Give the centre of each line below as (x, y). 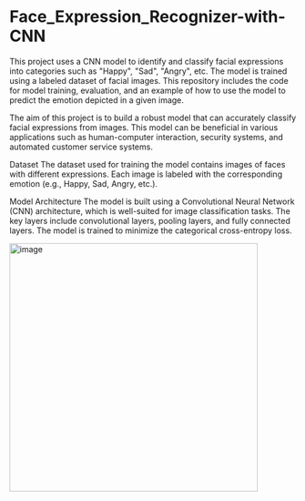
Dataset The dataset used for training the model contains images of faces (147, 164)
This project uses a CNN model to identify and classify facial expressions (147, 61)
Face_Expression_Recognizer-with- (147, 17)
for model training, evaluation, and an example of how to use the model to (148, 90)
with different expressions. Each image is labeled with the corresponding (146, 174)
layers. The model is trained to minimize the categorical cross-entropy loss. (151, 230)
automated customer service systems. (81, 147)
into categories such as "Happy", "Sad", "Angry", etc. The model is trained (148, 71)
